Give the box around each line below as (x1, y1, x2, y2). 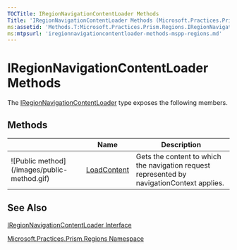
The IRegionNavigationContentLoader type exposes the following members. (7, 99, 228, 107)
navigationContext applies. (135, 178, 224, 187)
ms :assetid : (7, 23, 42, 30)
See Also (7, 202, 47, 214)
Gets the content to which (135, 152, 221, 161)
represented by (135, 170, 187, 179)
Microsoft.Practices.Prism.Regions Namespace (7, 234, 145, 243)
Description (161, 140, 202, 149)
